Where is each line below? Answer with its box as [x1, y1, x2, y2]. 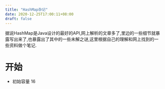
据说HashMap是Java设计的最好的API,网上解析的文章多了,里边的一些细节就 [5, 30, 156, 36]
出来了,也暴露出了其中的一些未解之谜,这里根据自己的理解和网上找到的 [13, 36, 155, 42]
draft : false [5, 16, 32, 21]
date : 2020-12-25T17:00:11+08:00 [5, 12, 74, 17]
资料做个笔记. [9, 43, 37, 48]
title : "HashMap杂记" [5, 7, 48, 12]
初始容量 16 [12, 79, 36, 85]
